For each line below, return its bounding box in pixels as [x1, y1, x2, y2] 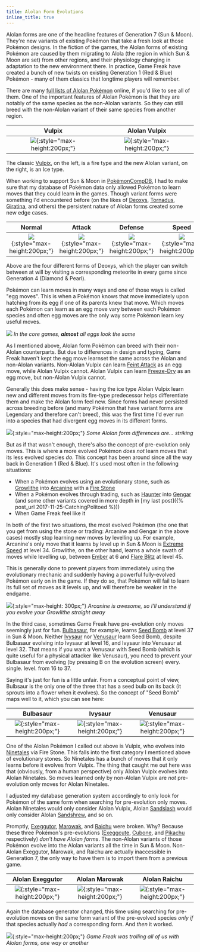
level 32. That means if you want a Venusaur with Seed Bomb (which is [6, 645, 180, 653]
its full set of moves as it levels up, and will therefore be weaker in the [6, 583, 177, 590]
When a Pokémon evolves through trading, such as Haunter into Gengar [14, 491, 192, 498]
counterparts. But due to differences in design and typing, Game [23, 348, 181, 356]
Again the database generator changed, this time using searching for [6, 908, 175, 915]
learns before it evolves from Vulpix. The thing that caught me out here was [6, 761, 192, 769]
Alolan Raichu [142, 875, 183, 883]
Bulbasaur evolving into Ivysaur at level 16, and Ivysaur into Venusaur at [6, 639, 182, 646]
